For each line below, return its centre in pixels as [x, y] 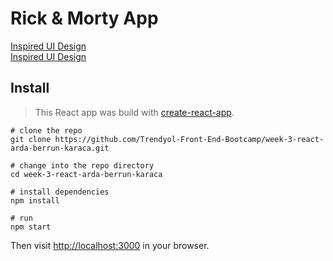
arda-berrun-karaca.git [60, 148]
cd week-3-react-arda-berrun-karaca [86, 174]
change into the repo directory [87, 165]
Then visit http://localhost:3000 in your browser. [110, 245]
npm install [35, 200]
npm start [31, 227]
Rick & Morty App [84, 18]
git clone [31, 139]
